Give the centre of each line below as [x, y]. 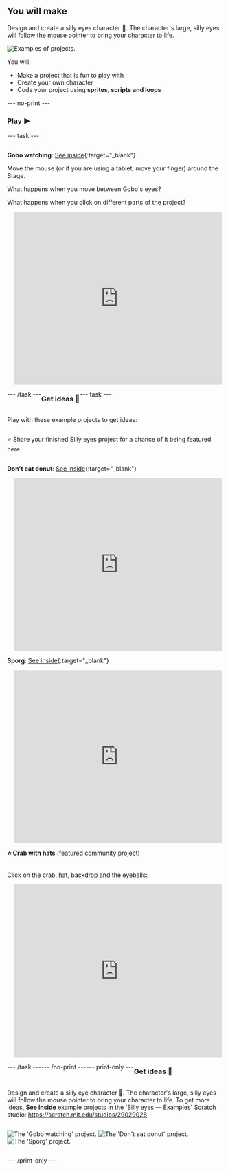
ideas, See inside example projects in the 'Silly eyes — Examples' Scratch [112, 1107]
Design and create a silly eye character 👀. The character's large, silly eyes [112, 1093]
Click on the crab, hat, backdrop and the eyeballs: [78, 875]
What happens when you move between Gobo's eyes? [84, 189]
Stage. [16, 176]
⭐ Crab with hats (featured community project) [74, 853]
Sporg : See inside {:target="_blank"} [58, 661]
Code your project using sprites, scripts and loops [89, 89]
